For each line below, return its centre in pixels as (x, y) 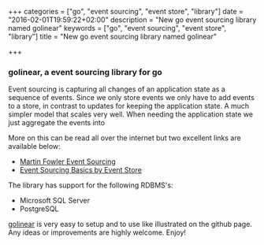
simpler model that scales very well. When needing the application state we (131, 114)
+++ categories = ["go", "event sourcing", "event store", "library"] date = (126, 11)
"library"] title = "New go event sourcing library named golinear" (113, 36)
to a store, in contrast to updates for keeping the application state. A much (129, 106)
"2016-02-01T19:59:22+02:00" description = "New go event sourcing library (132, 20)
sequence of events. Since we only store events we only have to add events (131, 98)
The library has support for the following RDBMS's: (91, 185)
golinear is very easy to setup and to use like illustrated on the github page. (130, 225)
